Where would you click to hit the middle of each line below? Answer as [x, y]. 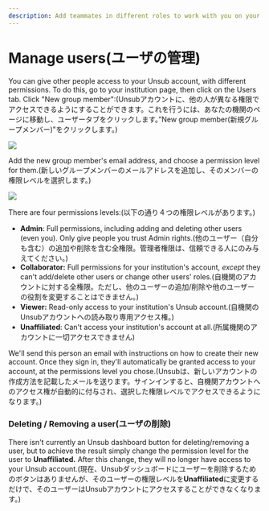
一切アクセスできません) [95, 337]
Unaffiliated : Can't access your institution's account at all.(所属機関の [135, 327]
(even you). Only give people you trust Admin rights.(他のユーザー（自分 [139, 237]
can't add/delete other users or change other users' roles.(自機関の [131, 276]
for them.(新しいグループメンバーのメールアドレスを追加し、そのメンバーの [133, 170]
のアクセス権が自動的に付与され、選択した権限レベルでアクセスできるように [134, 391]
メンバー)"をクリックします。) [70, 129]
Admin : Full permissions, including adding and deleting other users [131, 228]
